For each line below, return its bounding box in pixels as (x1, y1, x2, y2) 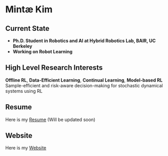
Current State (5, 24, 50, 33)
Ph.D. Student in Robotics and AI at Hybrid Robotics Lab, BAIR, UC (12, 37, 156, 44)
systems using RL (5, 88, 43, 94)
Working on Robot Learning (12, 49, 73, 54)
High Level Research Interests (5, 63, 103, 72)
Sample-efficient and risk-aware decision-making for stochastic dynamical (5, 82, 163, 88)
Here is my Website (5, 145, 47, 151)
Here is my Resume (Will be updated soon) (5, 116, 96, 123)
